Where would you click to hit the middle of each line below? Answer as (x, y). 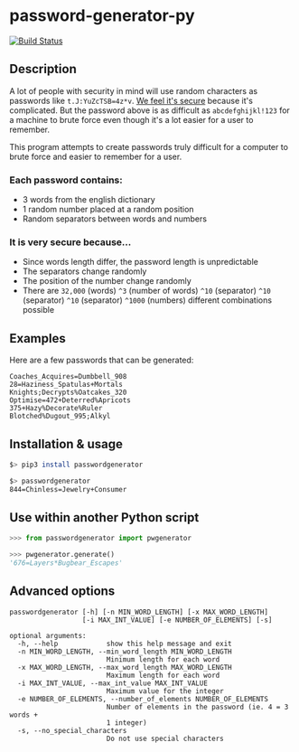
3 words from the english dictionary (89, 200)
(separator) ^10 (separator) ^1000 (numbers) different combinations (147, 300)
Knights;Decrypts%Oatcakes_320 (68, 393)
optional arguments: (48, 635)
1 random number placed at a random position (108, 210)
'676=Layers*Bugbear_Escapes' (66, 563)
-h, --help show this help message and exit (125, 644)
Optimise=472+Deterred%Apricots (70, 400)
